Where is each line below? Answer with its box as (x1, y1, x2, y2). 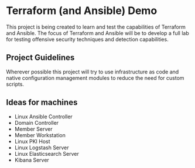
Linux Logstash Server (14, 144, 69, 151)
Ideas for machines (6, 97, 78, 107)
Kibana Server (14, 156, 50, 163)
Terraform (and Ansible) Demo (6, 4, 158, 17)
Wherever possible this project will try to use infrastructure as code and (6, 68, 179, 75)
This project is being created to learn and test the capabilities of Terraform (6, 23, 186, 30)
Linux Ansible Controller (14, 113, 73, 120)
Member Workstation (14, 131, 66, 138)
